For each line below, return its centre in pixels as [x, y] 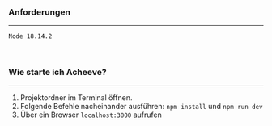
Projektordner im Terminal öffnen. [76, 97]
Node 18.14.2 [30, 36]
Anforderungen [40, 12]
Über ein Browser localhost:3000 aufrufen [91, 115]
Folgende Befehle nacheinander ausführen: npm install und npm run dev [141, 106]
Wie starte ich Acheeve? [57, 73]
